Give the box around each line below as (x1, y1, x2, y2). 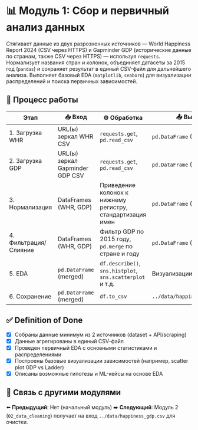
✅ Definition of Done (6, 316, 83, 326)
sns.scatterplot (100, 274, 146, 280)
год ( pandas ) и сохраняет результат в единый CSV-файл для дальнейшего (6, 65, 192, 72)
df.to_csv (100, 293, 127, 300)
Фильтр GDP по (100, 227, 144, 235)
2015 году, (100, 235, 131, 243)
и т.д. (100, 280, 115, 288)
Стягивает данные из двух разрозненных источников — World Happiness (6, 40, 190, 47)
